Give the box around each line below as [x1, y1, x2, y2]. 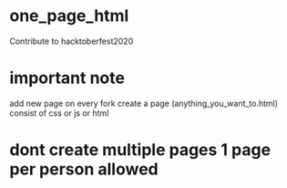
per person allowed [9, 159, 159, 180]
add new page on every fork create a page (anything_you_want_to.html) [9, 98, 279, 109]
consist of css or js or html [9, 107, 109, 119]
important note [9, 68, 126, 89]
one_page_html [9, 5, 129, 26]
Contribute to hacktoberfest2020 [9, 36, 134, 47]
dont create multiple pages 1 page [9, 140, 272, 161]
